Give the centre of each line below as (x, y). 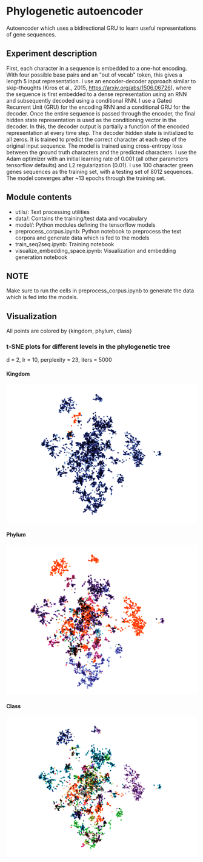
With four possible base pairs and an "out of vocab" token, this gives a (95, 75)
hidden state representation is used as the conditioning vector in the (92, 120)
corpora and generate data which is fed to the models (82, 238)
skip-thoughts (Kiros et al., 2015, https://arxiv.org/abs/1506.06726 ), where (99, 88)
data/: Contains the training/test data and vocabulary (81, 218)
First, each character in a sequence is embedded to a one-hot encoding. (97, 68)
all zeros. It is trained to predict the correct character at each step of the (96, 139)
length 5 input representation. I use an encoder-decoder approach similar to (101, 81)
